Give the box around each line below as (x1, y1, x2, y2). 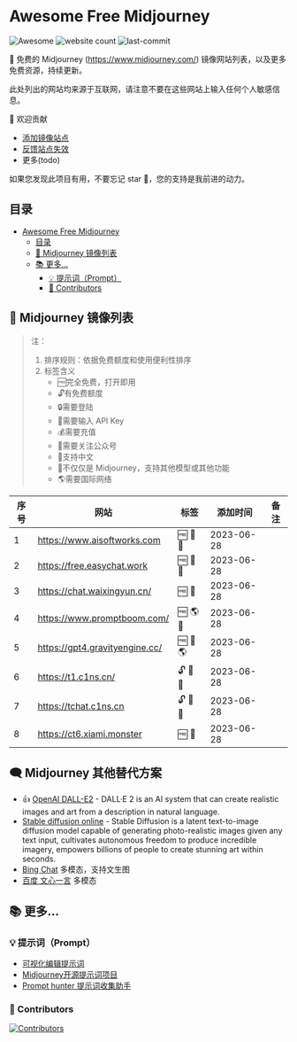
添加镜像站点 (21, 132, 69, 143)
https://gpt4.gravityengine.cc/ (37, 642, 163, 654)
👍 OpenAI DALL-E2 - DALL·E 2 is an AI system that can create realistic (21, 794, 279, 805)
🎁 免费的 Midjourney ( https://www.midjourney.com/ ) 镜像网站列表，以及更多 (9, 53, 287, 64)
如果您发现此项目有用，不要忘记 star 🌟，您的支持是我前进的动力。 (9, 173, 250, 183)
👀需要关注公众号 (57, 440, 118, 451)
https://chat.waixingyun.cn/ (37, 585, 152, 597)
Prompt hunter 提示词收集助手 (21, 981, 132, 991)
